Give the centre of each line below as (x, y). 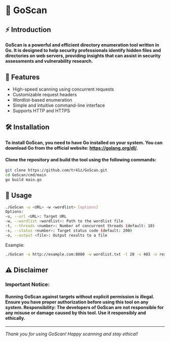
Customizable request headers (45, 94)
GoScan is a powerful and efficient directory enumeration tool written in (82, 45)
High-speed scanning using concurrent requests (63, 89)
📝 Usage (18, 196)
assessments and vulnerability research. (49, 61)
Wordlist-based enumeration (42, 100)
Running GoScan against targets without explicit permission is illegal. (80, 296)
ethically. (15, 318)
